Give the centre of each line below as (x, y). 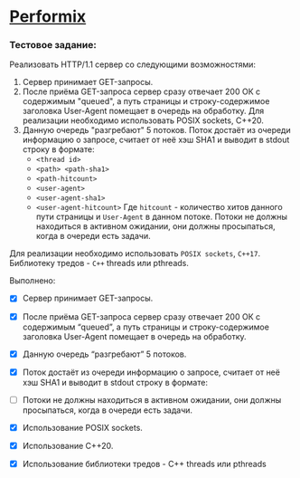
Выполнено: (33, 281)
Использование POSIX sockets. (82, 427)
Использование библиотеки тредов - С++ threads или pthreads (144, 464)
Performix (48, 17)
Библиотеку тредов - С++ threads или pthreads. (99, 263)
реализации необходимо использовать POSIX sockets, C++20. (143, 120)
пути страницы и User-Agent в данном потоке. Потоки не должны (161, 217)
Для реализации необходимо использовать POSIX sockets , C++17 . (135, 253)
